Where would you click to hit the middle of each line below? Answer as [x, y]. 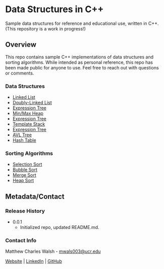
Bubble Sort [25, 170]
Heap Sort [23, 180]
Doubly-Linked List [32, 103]
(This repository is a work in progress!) [45, 28]
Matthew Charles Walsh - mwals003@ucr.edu [53, 251]
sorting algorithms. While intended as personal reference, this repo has [79, 62]
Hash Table [24, 140]
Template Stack [29, 124]
